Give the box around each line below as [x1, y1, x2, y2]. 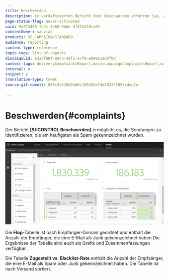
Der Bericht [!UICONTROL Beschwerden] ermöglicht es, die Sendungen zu [5, 126, 161, 133]
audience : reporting [5, 40, 49, 45]
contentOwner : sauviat [5, 29, 53, 35]
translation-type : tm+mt [5, 77, 57, 82]
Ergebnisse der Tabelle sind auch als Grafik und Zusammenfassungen [5, 240, 150, 246]
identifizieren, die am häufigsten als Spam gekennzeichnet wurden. [5, 132, 145, 138]
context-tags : [5, 61, 35, 66]
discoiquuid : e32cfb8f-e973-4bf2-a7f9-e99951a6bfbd [5, 56, 116, 61]
